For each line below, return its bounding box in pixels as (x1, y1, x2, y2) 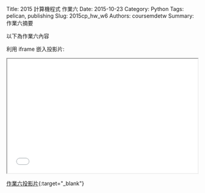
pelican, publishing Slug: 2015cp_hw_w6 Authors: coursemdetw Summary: (6, 12, 194, 20)
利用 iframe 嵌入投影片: (6, 45, 65, 53)
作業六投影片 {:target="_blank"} (6, 180, 84, 187)
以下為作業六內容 (6, 32, 49, 40)
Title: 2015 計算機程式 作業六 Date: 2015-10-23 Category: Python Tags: (6, 5, 184, 12)
